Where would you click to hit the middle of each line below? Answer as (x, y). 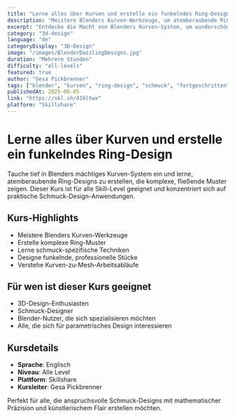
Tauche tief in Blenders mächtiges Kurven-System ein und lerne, (100, 174)
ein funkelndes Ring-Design (90, 154)
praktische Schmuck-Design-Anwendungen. (71, 196)
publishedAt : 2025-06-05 (43, 92)
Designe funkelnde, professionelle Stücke (77, 257)
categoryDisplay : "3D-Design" (51, 46)
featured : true (29, 72)
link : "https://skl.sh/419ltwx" (54, 99)
